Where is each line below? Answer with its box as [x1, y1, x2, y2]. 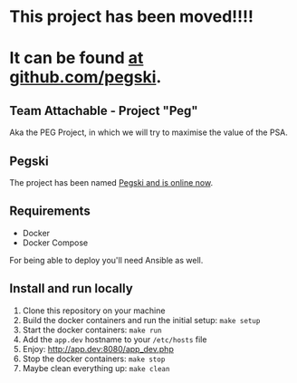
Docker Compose [22, 237, 89, 248]
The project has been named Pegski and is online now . [9, 177, 214, 187]
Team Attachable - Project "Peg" [9, 102, 198, 119]
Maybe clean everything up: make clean [22, 362, 170, 373]
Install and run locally [9, 281, 133, 296]
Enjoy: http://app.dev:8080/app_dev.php [22, 343, 174, 354]
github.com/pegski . [9, 67, 162, 88]
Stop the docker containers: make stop [22, 353, 166, 364]
